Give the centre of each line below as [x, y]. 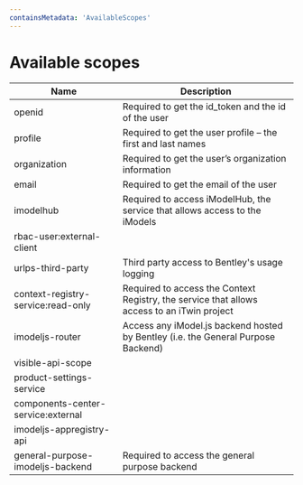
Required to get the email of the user [200, 184]
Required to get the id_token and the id [204, 107]
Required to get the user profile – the [200, 132]
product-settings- [53, 378]
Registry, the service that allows [190, 299]
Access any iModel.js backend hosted [202, 325]
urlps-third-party [51, 267]
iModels [139, 221]
